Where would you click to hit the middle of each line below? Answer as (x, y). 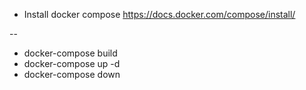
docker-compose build (70, 53)
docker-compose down (72, 74)
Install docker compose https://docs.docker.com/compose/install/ (159, 14)
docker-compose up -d (72, 63)
